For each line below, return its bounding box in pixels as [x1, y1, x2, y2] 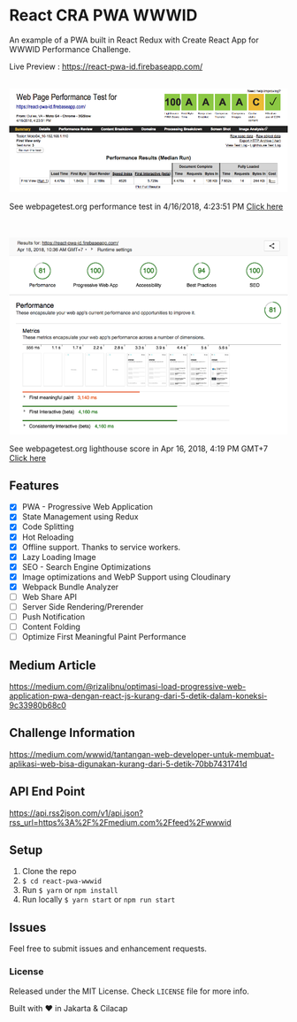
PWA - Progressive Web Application [21, 502, 153, 512]
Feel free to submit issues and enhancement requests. [9, 943, 208, 954]
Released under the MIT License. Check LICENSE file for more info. [9, 986, 250, 996]
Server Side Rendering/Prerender [21, 601, 144, 611]
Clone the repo [21, 866, 77, 877]
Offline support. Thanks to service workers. [21, 542, 181, 552]
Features [9, 478, 59, 493]
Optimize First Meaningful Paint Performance [21, 632, 187, 642]
